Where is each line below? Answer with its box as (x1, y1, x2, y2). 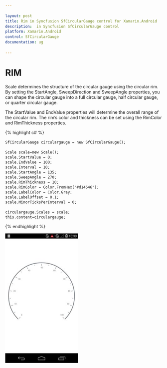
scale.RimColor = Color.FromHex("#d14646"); (5, 185, 99, 190)
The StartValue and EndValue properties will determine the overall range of (5, 109, 159, 115)
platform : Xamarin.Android (5, 29, 61, 34)
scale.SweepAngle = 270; (5, 175, 57, 180)
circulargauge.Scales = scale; (5, 210, 70, 215)
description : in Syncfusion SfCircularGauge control (5, 24, 120, 29)
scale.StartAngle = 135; (5, 170, 57, 175)
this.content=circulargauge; (5, 215, 66, 220)
